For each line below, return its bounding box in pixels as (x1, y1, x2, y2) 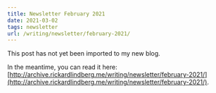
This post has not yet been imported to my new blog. (7, 49, 160, 58)
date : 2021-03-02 (7, 17, 58, 24)
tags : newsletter (7, 23, 58, 30)
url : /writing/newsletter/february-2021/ (7, 30, 131, 37)
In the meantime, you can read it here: (7, 63, 117, 71)
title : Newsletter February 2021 (7, 10, 106, 18)
